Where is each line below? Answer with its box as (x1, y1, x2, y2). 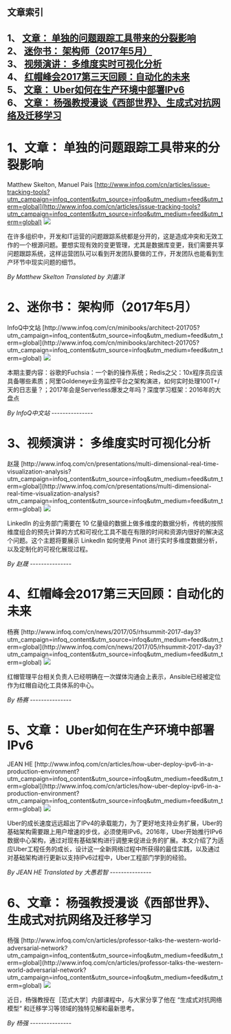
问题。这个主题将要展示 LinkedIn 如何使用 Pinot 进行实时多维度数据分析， (12, 536, 221, 545)
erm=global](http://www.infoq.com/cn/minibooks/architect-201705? (7, 338, 199, 347)
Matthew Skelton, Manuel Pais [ (7, 180, 97, 188)
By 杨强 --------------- (7, 1019, 72, 1027)
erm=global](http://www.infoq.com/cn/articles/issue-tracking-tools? (7, 202, 201, 210)
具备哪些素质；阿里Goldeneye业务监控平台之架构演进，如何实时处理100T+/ (7, 376, 220, 385)
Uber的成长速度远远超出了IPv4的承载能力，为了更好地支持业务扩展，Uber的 (7, 819, 223, 827)
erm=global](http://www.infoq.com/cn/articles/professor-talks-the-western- (7, 959, 223, 967)
